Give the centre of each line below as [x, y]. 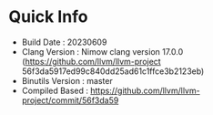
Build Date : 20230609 [64, 42]
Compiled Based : [55, 90]
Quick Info [48, 17]
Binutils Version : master [67, 80]
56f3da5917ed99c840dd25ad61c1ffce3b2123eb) [113, 71]
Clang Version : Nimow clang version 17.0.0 [102, 51]
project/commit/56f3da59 [70, 100]
